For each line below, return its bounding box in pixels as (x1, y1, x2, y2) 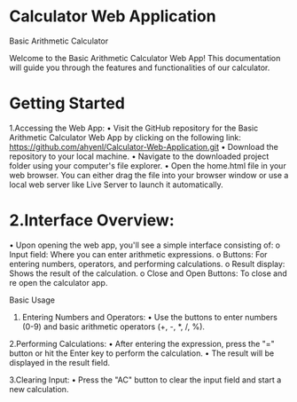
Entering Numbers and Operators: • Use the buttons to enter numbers (21, 311, 277, 322)
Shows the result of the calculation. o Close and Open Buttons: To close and (9, 268, 287, 279)
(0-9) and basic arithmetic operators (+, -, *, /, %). (21, 321, 206, 332)
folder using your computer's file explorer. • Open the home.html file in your (9, 160, 286, 170)
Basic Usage (9, 295, 56, 305)
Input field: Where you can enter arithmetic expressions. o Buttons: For (9, 248, 268, 259)
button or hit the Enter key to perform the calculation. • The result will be (9, 348, 275, 359)
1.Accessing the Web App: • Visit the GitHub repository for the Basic (9, 122, 259, 133)
